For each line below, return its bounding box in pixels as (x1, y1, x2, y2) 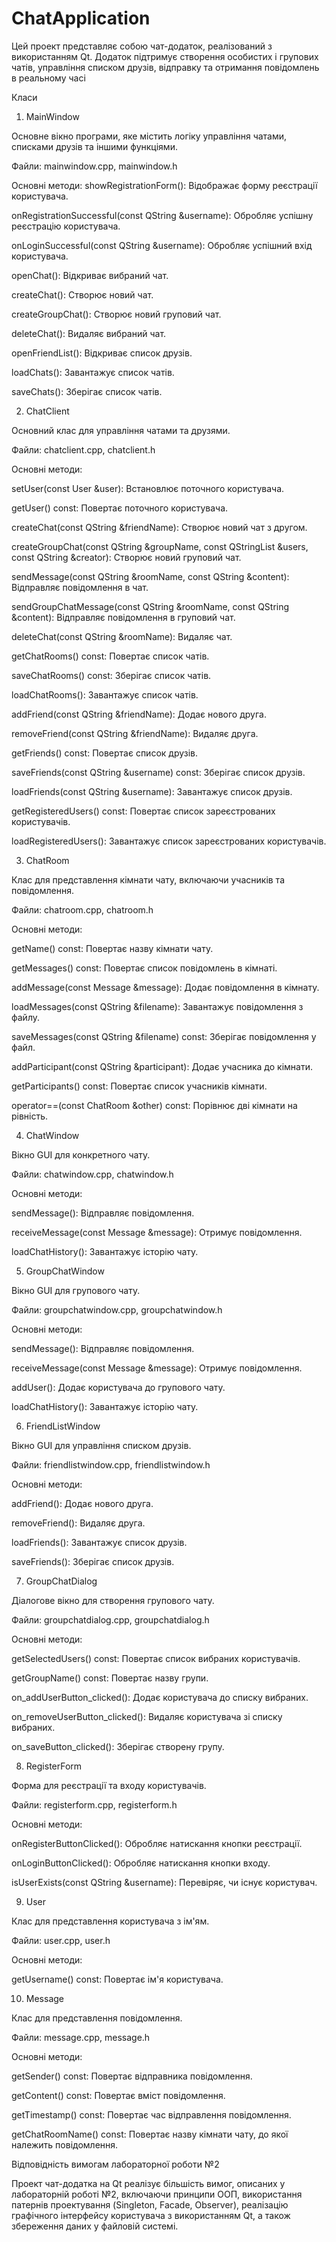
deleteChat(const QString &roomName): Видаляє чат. (11, 630, 233, 642)
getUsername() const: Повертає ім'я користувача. (11, 1973, 224, 1985)
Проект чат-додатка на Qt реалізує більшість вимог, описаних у (11, 2177, 286, 2189)
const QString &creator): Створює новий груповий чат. (11, 551, 242, 563)
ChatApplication (11, 7, 151, 30)
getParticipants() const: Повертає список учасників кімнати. (11, 1080, 268, 1092)
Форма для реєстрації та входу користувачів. (11, 1779, 207, 1791)
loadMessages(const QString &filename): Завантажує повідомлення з (11, 1000, 304, 1012)
